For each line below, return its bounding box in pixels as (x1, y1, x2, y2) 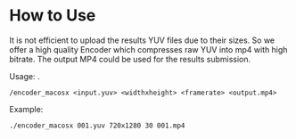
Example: (9, 103, 44, 114)
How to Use (9, 5, 96, 26)
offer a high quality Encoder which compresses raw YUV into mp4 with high (9, 44, 288, 54)
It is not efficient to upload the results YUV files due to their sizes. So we (9, 35, 275, 45)
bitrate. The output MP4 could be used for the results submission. (9, 53, 251, 64)
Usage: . (9, 70, 40, 81)
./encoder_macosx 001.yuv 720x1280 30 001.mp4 (9, 121, 185, 130)
